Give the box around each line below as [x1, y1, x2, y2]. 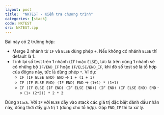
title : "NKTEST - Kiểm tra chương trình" [5, 12, 93, 17]
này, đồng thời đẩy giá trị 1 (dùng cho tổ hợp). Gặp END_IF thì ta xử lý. [5, 105, 145, 111]
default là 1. [12, 53, 36, 59]
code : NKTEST [5, 21, 32, 26]
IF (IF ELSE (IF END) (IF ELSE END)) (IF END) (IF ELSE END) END [19, 86, 156, 91]
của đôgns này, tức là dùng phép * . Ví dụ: [12, 69, 97, 75]
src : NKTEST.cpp [5, 25, 38, 30]
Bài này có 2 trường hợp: [5, 39, 55, 45]
